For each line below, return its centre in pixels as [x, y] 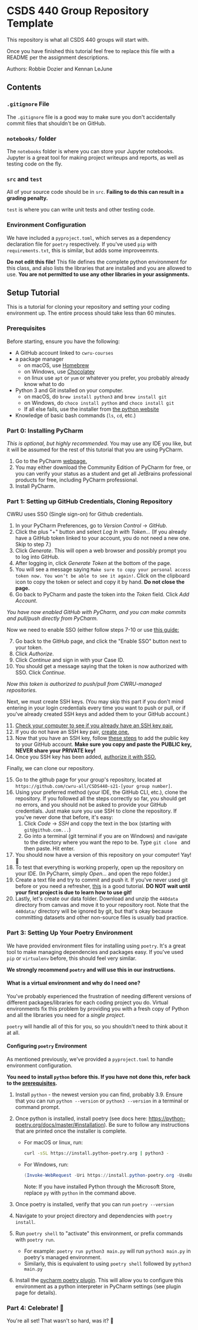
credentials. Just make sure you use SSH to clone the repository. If [96, 811]
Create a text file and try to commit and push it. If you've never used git [101, 880]
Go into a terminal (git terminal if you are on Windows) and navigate [105, 836]
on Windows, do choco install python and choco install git [99, 402]
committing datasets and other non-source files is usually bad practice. [102, 918]
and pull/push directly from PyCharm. [53, 618]
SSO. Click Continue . [41, 672]
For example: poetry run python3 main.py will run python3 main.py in [108, 1251]
